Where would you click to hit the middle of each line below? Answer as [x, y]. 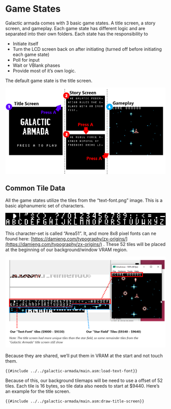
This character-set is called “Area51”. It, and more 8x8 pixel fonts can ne [81, 233]
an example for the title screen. [38, 391]
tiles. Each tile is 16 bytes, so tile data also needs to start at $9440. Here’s [82, 386]
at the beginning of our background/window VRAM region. [67, 250]
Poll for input [26, 60]
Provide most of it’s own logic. [44, 71]
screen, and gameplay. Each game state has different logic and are [75, 28]
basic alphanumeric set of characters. [45, 206]
